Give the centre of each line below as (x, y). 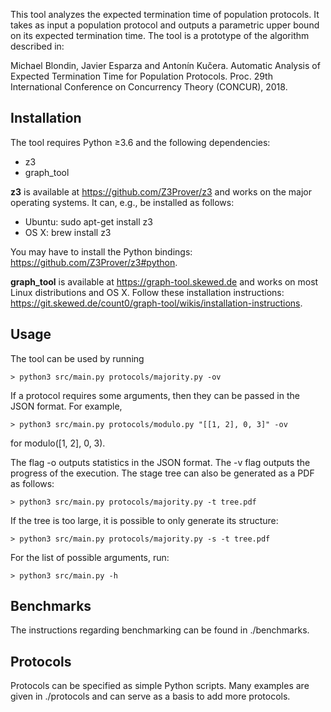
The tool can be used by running (77, 358)
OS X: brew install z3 (68, 232)
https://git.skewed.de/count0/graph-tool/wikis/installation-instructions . (156, 303)
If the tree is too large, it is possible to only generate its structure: (144, 520)
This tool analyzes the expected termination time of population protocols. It (165, 14)
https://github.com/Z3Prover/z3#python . (94, 262)
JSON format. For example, (66, 406)
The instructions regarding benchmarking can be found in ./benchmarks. (160, 630)
